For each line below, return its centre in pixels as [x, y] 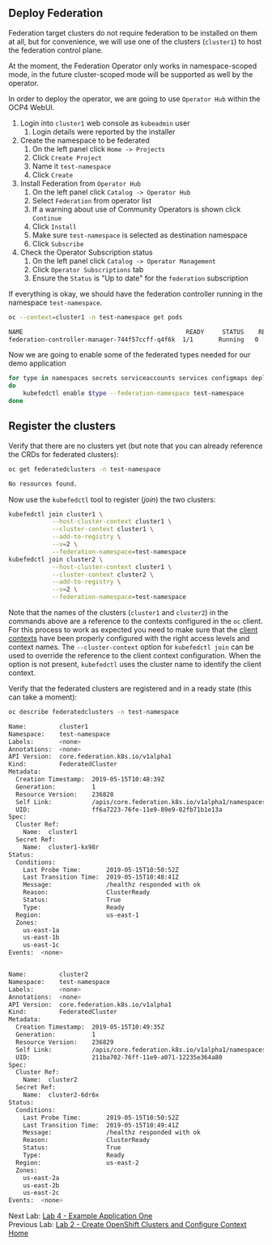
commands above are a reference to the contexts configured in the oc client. [136, 621]
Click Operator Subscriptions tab [88, 269]
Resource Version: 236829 [65, 1042]
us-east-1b [41, 938]
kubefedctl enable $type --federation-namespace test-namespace [134, 394]
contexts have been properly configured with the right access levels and [129, 638]
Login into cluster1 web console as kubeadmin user [105, 123]
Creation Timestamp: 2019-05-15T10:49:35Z [90, 1027]
